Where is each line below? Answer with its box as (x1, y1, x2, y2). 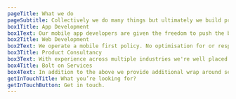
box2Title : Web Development (7, 36, 90, 43)
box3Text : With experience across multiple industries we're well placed (7, 56, 228, 63)
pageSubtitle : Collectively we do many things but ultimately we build (7, 17, 221, 24)
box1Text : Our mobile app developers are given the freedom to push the (7, 29, 225, 37)
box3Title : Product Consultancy (7, 49, 102, 56)
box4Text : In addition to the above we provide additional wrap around (7, 68, 221, 75)
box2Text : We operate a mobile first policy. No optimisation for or (7, 43, 216, 49)
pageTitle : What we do (7, 10, 74, 17)
